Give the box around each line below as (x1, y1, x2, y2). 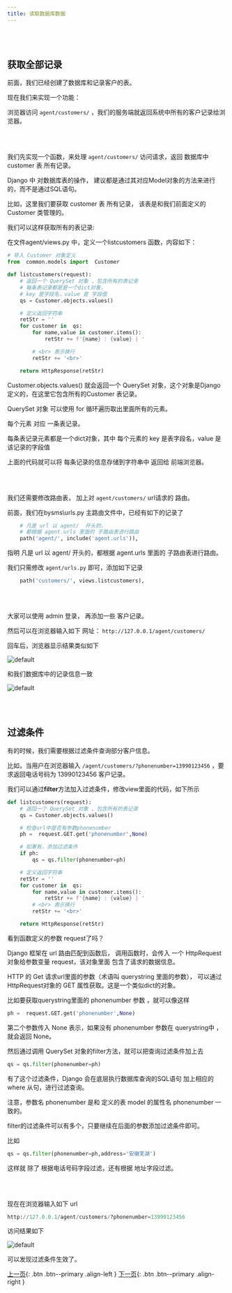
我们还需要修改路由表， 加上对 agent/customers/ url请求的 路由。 (7, 493, 194, 502)
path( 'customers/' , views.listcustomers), (20, 577, 145, 585)
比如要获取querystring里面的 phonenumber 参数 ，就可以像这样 (7, 996, 190, 1004)
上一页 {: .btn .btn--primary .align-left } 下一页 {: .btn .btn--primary (7, 1270, 195, 1278)
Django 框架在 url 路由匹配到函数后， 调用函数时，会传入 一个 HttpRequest (7, 948, 222, 957)
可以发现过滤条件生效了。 (7, 1255, 81, 1264)
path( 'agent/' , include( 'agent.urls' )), (20, 535, 139, 542)
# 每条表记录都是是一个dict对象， (20, 284, 107, 291)
